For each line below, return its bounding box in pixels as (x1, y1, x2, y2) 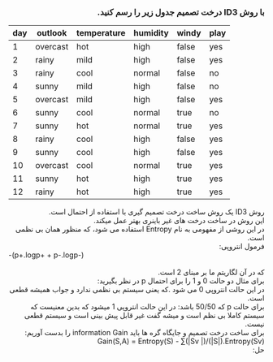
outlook (36, 28, 67, 39)
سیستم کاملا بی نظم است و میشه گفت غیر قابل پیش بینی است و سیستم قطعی (24, 311, 265, 321)
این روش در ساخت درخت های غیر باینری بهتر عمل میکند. (93, 216, 265, 226)
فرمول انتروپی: (219, 242, 265, 252)
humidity (133, 28, 169, 39)
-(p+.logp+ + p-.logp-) (8, 250, 84, 260)
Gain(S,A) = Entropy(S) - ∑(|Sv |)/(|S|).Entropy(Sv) (97, 336, 265, 347)
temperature (76, 28, 126, 39)
